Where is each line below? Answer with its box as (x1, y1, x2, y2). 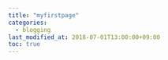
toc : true (8, 41, 41, 48)
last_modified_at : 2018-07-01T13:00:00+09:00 (8, 33, 160, 41)
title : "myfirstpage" (8, 11, 80, 19)
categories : (8, 19, 47, 26)
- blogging (15, 26, 51, 34)
